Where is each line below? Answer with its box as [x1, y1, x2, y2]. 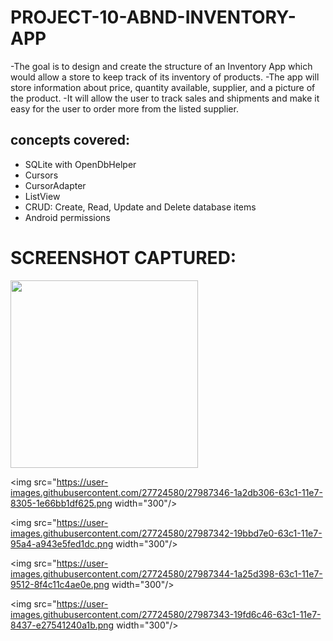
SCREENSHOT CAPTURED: [10, 246, 237, 269]
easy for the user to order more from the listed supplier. [10, 102, 239, 115]
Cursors [24, 169, 59, 181]
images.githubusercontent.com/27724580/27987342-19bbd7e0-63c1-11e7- [10, 527, 323, 539]
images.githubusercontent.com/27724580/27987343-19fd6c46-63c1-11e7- [10, 608, 322, 620]
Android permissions [24, 211, 111, 223]
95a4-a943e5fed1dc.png [10, 537, 114, 550]
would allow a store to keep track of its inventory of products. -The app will [10, 71, 320, 83]
